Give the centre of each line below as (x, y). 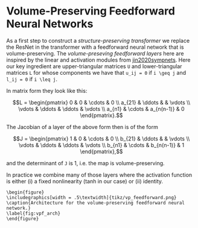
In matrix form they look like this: (47, 90)
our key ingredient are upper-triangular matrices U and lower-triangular (94, 66)
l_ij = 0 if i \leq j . (32, 79)
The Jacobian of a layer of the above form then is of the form (82, 127)
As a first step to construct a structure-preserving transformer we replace (98, 40)
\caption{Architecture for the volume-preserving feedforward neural (96, 203)
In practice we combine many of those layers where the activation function (99, 175)
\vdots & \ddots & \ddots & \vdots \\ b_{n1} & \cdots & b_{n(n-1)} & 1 (101, 145)
